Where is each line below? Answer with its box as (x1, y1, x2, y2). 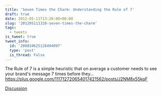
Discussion (5, 86, 27, 92)
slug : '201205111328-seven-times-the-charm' (5, 20, 97, 26)
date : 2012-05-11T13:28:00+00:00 (5, 16, 73, 21)
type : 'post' (9, 48, 36, 53)
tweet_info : (5, 39, 29, 44)
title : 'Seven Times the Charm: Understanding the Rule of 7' (5, 7, 135, 12)
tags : (5, 25, 16, 30)
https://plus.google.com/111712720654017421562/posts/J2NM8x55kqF (5, 76, 148, 82)
